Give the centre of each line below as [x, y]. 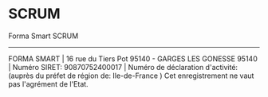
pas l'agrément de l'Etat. [49, 83]
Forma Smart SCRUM [43, 36]
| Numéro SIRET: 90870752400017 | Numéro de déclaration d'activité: [123, 67]
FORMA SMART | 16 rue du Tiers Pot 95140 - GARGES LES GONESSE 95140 [133, 58]
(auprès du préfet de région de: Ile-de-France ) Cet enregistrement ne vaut [131, 76]
